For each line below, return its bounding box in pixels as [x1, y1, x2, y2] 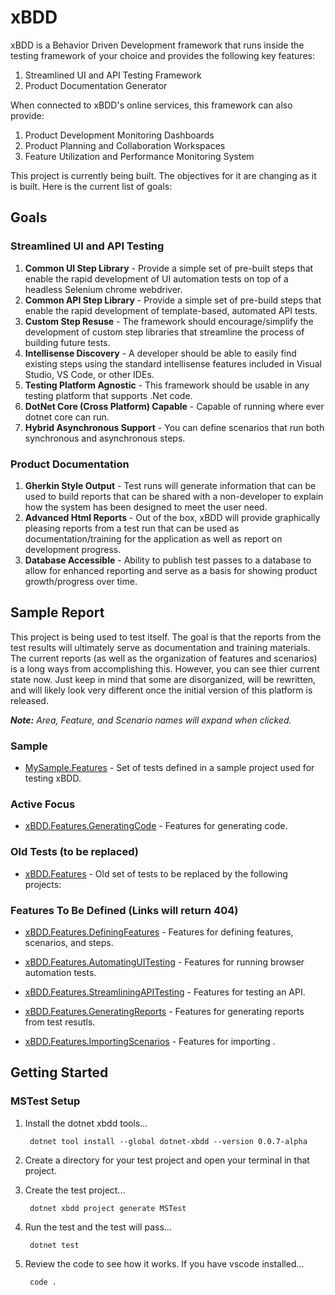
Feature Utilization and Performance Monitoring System [24, 150, 255, 162]
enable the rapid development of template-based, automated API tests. [24, 304, 318, 316]
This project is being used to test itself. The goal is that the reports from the [10, 631, 322, 643]
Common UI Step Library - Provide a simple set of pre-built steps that [24, 262, 314, 274]
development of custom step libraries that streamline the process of [24, 326, 305, 338]
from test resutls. [24, 1016, 96, 1028]
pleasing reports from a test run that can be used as [24, 522, 240, 534]
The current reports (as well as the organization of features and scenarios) [10, 652, 318, 664]
